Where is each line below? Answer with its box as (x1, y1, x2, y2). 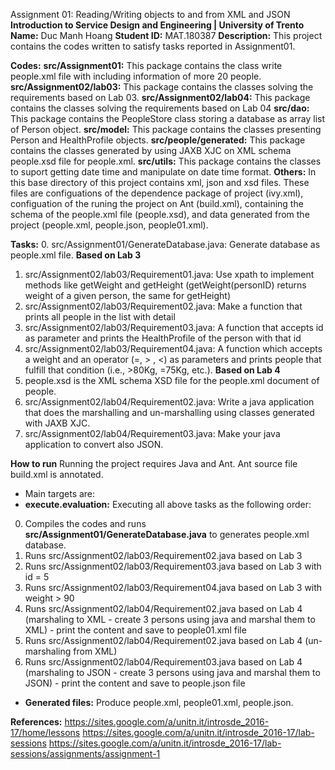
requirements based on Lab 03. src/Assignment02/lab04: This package (10, 92, 311, 103)
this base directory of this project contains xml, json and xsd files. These (10, 177, 310, 188)
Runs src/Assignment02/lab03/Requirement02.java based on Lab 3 (24, 550, 303, 561)
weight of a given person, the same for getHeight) (24, 290, 232, 301)
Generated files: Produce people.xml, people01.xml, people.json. (24, 697, 294, 708)
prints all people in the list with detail (24, 311, 176, 323)
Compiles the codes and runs (24, 518, 147, 529)
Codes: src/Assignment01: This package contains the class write (10, 60, 283, 71)
